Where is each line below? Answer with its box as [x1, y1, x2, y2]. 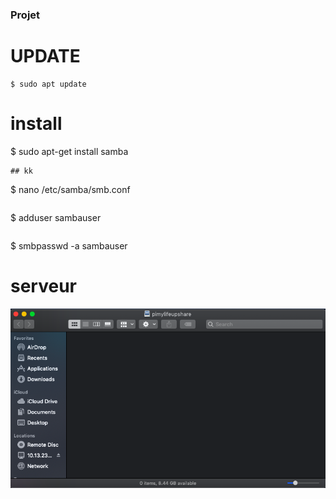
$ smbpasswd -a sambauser [10, 239, 128, 252]
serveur [10, 274, 77, 297]
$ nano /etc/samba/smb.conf [10, 183, 131, 195]
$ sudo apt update [10, 79, 87, 89]
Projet [10, 8, 41, 22]
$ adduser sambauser [10, 211, 102, 223]
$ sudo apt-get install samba [10, 145, 129, 157]
